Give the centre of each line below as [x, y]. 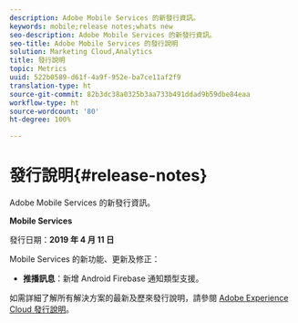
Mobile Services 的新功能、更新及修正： [85, 259]
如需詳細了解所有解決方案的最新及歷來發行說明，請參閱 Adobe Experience [149, 298]
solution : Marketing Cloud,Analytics [81, 52]
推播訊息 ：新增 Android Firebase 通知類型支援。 [113, 278]
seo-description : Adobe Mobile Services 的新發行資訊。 [113, 35]
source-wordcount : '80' [55, 111]
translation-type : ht [51, 86]
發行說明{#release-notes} [108, 176]
